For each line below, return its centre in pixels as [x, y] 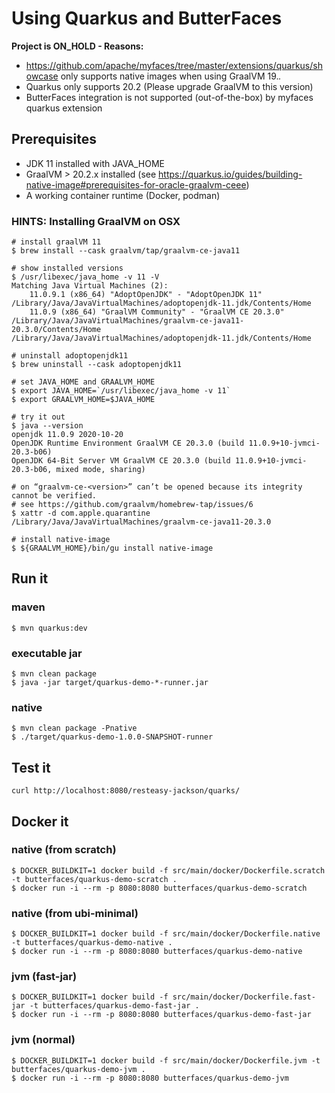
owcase [42, 76]
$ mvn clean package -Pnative [74, 728]
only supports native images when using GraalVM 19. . [171, 76]
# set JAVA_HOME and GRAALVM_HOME [83, 382]
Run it [30, 578]
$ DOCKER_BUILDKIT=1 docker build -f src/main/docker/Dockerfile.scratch [168, 870]
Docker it [40, 821]
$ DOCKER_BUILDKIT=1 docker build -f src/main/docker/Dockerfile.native [166, 934]
